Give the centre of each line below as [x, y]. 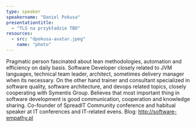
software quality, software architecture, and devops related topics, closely [96, 86]
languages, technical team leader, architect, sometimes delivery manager [95, 74]
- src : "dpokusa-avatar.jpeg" [48, 39]
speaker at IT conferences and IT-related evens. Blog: [71, 111]
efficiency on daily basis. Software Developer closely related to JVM [89, 67]
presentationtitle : [30, 22]
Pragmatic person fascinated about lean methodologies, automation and [94, 61]
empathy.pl [20, 118]
